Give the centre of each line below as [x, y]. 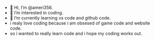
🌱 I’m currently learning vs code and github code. [60, 18]
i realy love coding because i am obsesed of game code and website [80, 23]
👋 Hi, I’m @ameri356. [31, 8]
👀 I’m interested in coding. [36, 13]
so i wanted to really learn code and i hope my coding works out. [76, 33]
